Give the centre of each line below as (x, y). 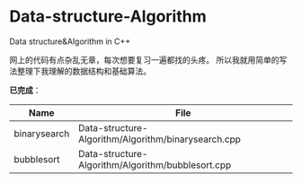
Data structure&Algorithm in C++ (70, 41)
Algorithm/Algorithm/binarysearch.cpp (159, 139)
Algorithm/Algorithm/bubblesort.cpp (155, 165)
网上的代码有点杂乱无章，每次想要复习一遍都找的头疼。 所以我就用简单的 (144, 59)
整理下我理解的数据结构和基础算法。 (84, 71)
